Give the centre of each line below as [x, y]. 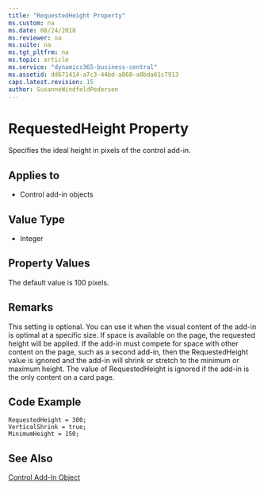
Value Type [36, 219]
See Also [31, 458]
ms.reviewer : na [35, 38]
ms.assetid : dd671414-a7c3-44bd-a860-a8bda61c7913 [94, 75]
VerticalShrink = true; [48, 427]
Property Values [49, 264]
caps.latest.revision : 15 [51, 82]
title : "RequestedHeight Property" [67, 15]
